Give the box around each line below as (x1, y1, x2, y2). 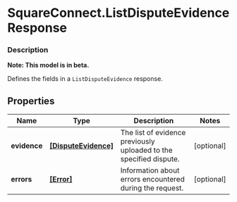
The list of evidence (120, 128, 186, 138)
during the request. (120, 183, 184, 193)
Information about (120, 165, 180, 175)
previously (120, 137, 155, 146)
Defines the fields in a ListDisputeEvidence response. (7, 75, 164, 83)
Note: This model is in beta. (7, 61, 90, 70)
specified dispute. (120, 154, 180, 164)
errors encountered (120, 175, 185, 184)
